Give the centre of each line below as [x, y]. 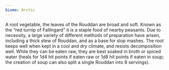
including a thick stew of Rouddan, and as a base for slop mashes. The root [85, 41]
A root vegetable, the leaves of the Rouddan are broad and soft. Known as [83, 24]
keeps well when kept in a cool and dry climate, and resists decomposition [83, 46]
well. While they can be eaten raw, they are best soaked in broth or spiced [83, 51]
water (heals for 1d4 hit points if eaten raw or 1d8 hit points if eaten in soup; [85, 57]
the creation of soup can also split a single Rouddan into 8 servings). [77, 62]
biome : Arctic [20, 10]
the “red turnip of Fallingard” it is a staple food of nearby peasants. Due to [83, 30]
